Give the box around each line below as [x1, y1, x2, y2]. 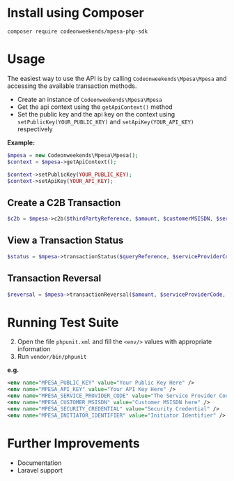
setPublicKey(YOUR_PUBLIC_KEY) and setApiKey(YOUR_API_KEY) [17, 117, 194, 126]
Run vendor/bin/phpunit [17, 353, 87, 361]
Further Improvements [7, 435, 141, 451]
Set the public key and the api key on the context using [17, 110, 175, 118]
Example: [7, 138, 36, 147]
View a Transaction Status [7, 235, 124, 246]
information [17, 345, 51, 353]
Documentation [17, 459, 62, 467]
